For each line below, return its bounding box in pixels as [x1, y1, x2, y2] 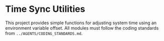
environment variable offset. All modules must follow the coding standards [5, 25, 159, 31]
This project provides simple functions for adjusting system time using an [5, 20, 157, 26]
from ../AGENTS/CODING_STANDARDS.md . [5, 30, 83, 36]
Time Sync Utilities [5, 3, 85, 15]
